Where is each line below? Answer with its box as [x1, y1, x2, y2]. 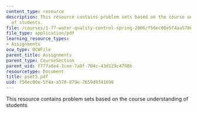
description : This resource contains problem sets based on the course [6, 14, 185, 20]
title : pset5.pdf [6, 74, 49, 80]
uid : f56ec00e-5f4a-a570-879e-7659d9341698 [6, 80, 114, 85]
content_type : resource [6, 8, 64, 15]
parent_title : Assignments [6, 52, 72, 58]
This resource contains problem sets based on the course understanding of [6, 95, 189, 102]
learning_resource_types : [6, 36, 69, 42]
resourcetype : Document [6, 69, 64, 74]
